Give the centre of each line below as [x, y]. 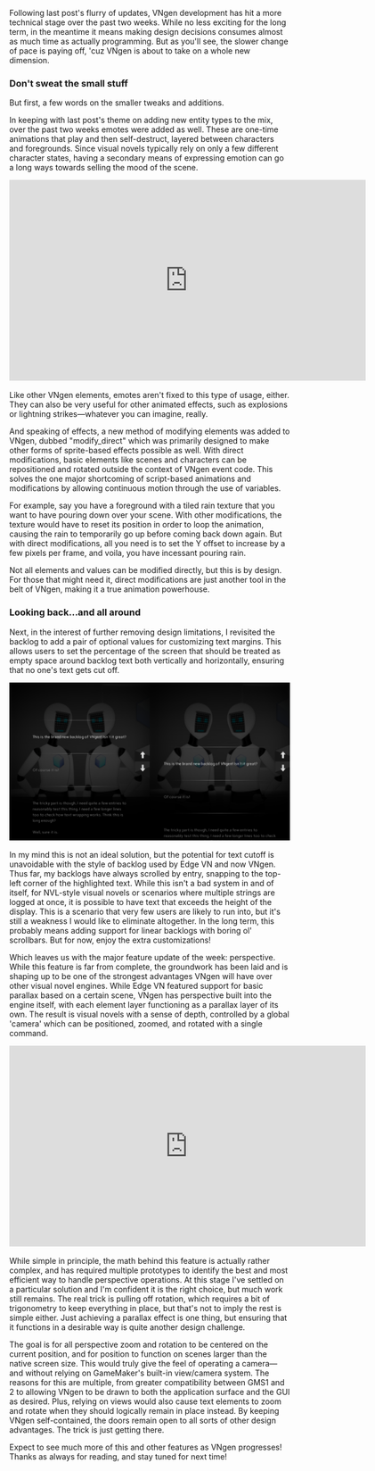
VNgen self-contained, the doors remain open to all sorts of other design [143, 1421]
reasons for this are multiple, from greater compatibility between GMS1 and [147, 1383]
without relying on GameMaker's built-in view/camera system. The [147, 1373]
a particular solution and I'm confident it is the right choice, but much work [146, 1290]
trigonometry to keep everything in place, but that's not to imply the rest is [146, 1309]
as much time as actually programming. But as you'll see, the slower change [149, 41]
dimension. [30, 60]
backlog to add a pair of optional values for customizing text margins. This [146, 641]
